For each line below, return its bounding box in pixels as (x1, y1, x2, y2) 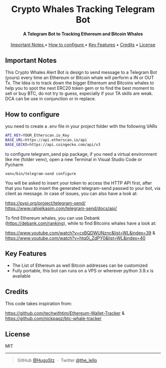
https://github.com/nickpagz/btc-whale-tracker (5, 315, 102, 321)
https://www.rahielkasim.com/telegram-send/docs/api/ (5, 205, 117, 211)
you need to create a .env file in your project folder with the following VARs (5, 123, 158, 129)
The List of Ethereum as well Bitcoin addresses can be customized (12, 262, 148, 268)
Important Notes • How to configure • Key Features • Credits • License (10, 42, 156, 48)
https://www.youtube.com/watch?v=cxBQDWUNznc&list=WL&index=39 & (5, 230, 156, 236)
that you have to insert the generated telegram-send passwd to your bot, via (5, 185, 161, 191)
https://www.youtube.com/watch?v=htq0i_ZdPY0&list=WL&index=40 (5, 235, 146, 241)
